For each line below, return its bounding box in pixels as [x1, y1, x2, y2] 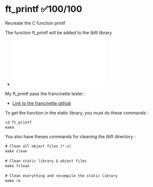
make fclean [5, 163, 30, 168]
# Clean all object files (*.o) [5, 144, 71, 149]
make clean [5, 149, 28, 153]
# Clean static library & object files [5, 158, 87, 163]
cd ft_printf [5, 120, 32, 125]
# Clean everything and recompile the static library [5, 173, 118, 178]
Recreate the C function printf [5, 20, 65, 26]
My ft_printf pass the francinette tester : [5, 90, 86, 97]
